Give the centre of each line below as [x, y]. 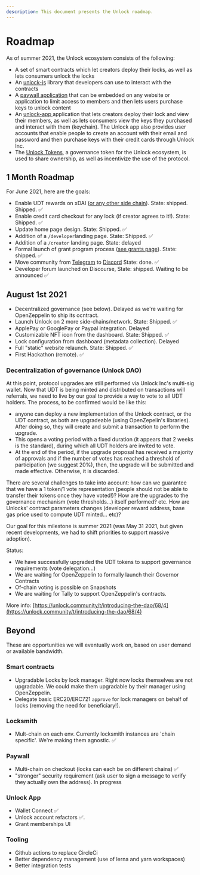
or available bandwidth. [35, 651]
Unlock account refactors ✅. [50, 818]
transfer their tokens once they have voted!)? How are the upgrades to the [97, 496]
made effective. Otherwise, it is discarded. [67, 471]
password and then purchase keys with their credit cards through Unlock [104, 139]
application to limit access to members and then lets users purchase [99, 101]
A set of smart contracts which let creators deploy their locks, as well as [104, 69]
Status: [15, 550]
